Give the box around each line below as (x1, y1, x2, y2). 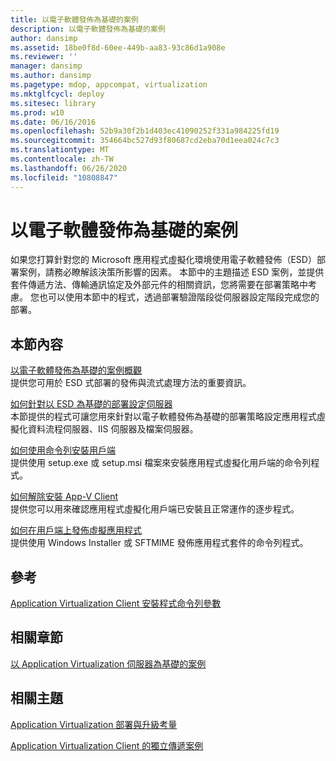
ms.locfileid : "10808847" (10, 172, 118, 183)
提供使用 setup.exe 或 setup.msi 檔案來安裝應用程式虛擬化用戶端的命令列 (10, 457, 312, 469)
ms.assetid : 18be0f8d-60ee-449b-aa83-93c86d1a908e (10, 42, 226, 53)
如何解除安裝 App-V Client (10, 491, 119, 503)
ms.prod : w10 (10, 107, 65, 118)
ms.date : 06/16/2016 (10, 117, 97, 127)
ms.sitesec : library (10, 98, 97, 108)
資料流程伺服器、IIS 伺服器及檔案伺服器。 (27, 423, 199, 435)
